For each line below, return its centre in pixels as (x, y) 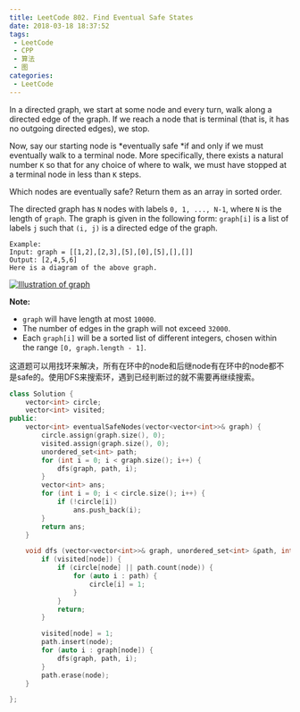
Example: (25, 244)
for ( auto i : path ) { (115, 576)
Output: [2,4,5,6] (43, 260)
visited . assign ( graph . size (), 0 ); (105, 443)
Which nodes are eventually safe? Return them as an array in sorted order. (146, 191)
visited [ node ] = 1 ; (78, 634)
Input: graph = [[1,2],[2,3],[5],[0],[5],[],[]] (101, 252)
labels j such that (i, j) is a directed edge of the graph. (114, 228)
